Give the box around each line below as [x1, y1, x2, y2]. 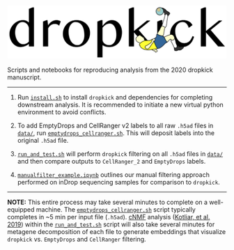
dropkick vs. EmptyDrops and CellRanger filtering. [7, 235, 146, 243]
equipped [7, 205, 35, 214]
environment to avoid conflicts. [17, 107, 107, 116]
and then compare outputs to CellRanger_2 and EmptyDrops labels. [17, 157, 206, 165]
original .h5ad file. [17, 136, 69, 144]
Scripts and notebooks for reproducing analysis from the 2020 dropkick [7, 65, 214, 74]
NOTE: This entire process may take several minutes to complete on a [7, 198, 208, 206]
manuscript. [7, 72, 42, 81]
